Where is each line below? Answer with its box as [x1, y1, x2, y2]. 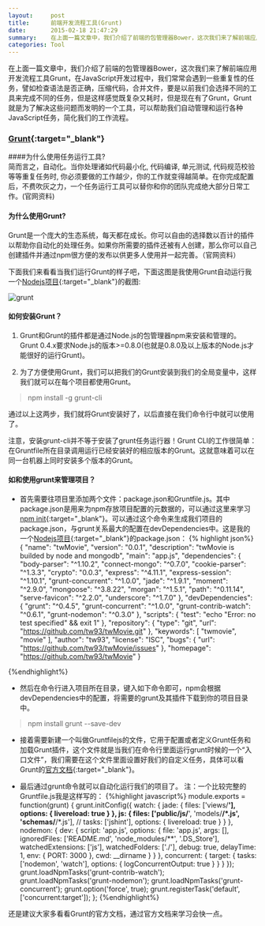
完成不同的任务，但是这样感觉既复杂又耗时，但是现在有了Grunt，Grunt [21, 93, 252, 103]
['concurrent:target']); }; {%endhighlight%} [19, 893, 160, 902]
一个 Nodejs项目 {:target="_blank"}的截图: [8, 277, 141, 286]
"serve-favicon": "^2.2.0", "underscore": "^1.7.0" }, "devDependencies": [19, 593, 253, 603]
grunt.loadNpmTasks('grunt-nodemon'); [19, 876, 150, 886]
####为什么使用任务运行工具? [8, 152, 106, 162]
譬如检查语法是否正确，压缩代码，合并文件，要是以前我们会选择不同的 [21, 84, 250, 93]
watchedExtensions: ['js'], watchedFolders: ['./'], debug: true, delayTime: [19, 842, 256, 852]
